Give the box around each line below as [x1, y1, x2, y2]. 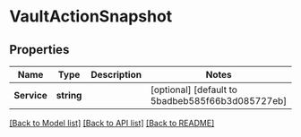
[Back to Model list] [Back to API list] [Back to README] [9, 118, 215, 128]
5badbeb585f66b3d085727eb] [150, 95, 288, 107]
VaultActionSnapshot [9, 6, 173, 27]
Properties [9, 42, 70, 57]
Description [90, 69, 142, 81]
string [56, 90, 82, 101]
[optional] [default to [150, 83, 237, 96]
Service [13, 90, 47, 101]
